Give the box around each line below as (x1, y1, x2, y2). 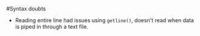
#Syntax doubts (6, 5, 46, 12)
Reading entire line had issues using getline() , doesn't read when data (15, 17, 195, 23)
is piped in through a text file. (15, 23, 89, 30)
